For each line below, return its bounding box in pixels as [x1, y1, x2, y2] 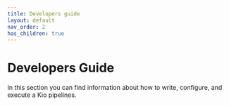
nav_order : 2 [7, 23, 46, 30]
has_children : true [7, 29, 65, 37]
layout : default [7, 17, 55, 24]
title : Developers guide [7, 10, 80, 18]
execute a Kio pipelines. [7, 91, 77, 99]
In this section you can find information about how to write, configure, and [7, 84, 223, 92]
